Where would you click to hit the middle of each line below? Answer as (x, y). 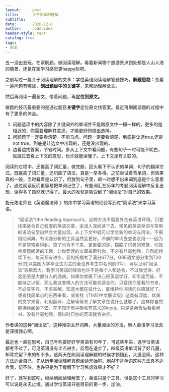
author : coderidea (29, 29)
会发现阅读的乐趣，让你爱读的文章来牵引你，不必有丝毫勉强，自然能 (88, 251)
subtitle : (16, 19)
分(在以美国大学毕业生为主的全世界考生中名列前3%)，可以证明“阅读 (88, 263)
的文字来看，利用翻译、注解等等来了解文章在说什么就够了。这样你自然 (90, 301)
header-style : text (26, 33)
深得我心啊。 (23, 331)
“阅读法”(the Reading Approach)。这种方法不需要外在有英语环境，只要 (91, 219)
